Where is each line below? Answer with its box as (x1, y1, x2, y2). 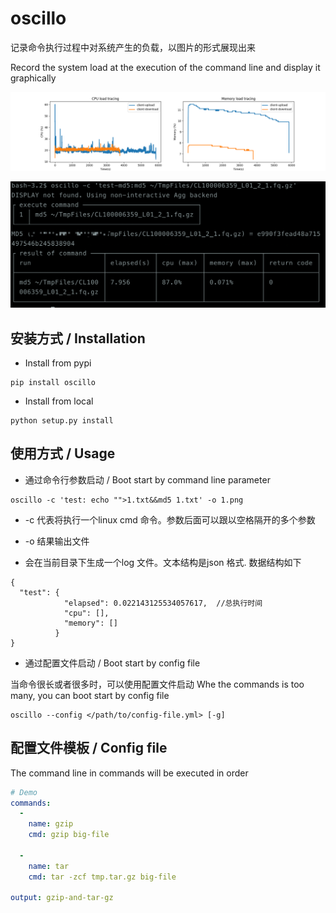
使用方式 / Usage (10, 445, 116, 462)
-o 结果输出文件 (24, 535, 90, 547)
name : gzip (28, 819, 74, 829)
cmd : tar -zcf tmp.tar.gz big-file (28, 872, 177, 882)
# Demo (10, 787, 38, 797)
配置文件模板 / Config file (10, 740, 168, 757)
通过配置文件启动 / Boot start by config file (24, 657, 201, 669)
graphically (10, 72, 57, 84)
